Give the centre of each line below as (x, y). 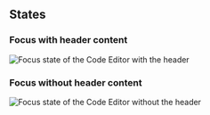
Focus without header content (76, 82)
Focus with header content (69, 40)
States (28, 15)
